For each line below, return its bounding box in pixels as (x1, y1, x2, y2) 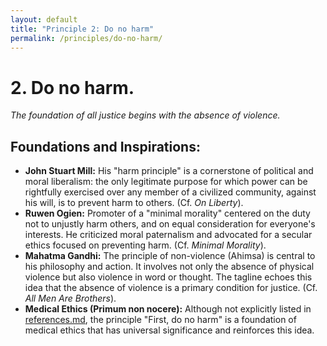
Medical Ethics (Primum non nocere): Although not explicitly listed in (24, 303, 312, 315)
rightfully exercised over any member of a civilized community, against (24, 186, 317, 198)
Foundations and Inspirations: (10, 138, 201, 155)
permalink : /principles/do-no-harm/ (10, 33, 163, 43)
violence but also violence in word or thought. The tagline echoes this (24, 271, 313, 283)
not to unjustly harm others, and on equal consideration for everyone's (24, 218, 316, 230)
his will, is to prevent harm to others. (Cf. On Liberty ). (24, 197, 244, 209)
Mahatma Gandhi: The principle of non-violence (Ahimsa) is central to (24, 250, 316, 262)
